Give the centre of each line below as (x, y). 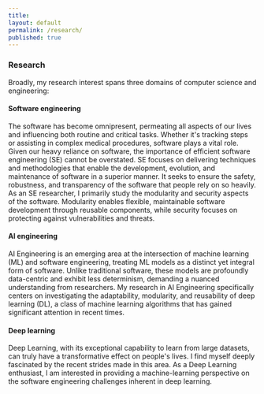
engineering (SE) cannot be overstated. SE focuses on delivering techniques (132, 159)
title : (19, 15)
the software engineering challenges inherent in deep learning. (110, 381)
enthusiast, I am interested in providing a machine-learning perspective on (129, 373)
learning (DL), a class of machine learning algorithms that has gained (120, 303)
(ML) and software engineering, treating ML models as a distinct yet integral (131, 262)
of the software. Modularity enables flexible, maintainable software (117, 201)
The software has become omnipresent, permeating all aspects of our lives (130, 126)
